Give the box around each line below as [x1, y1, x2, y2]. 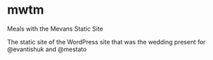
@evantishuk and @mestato [7, 45, 88, 53]
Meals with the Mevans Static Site [7, 25, 103, 33]
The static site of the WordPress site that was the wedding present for [7, 37, 206, 46]
